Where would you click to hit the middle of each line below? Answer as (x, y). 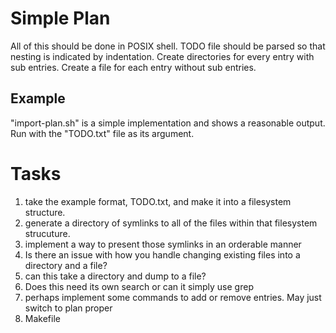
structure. (45, 212)
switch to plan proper (68, 308)
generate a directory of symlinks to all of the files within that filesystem (171, 223)
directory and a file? (66, 265)
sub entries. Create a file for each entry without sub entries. (133, 67)
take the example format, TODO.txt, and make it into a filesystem (158, 201)
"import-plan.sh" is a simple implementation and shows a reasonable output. (168, 123)
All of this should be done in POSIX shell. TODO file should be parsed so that (168, 46)
